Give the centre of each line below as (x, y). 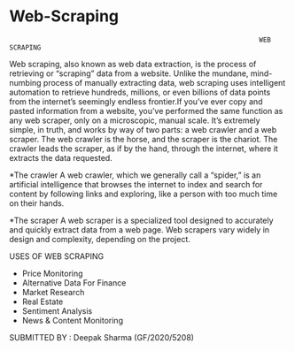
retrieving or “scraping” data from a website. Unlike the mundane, (129, 73)
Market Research (53, 292)
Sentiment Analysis (57, 310)
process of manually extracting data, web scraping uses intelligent (164, 82)
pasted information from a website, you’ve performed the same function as (146, 111)
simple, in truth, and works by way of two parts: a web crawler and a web (143, 129)
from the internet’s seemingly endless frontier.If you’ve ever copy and (136, 101)
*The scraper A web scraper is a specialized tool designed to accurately (141, 220)
